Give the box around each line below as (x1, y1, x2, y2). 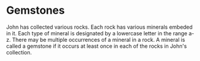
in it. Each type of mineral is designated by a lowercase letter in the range (6, 29, 187, 36)
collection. (6, 48, 32, 56)
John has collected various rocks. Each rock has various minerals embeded (6, 23, 193, 30)
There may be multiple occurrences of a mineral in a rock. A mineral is (11, 36, 186, 43)
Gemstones (6, 4, 65, 17)
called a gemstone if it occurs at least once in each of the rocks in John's (6, 42, 187, 50)
